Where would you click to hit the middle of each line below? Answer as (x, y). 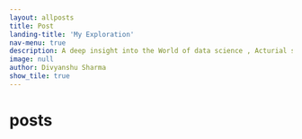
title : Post (31, 26)
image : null (31, 59)
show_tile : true (40, 76)
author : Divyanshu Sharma (58, 68)
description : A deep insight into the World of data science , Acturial (148, 51)
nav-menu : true (38, 43)
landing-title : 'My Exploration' (72, 34)
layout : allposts (42, 17)
